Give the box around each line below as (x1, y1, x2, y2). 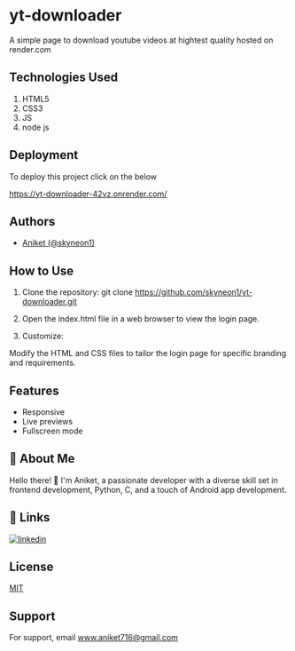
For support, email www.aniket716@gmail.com (9, 632, 179, 643)
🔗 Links (9, 510, 50, 525)
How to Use (9, 263, 74, 278)
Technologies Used (9, 70, 118, 85)
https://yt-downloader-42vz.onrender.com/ (9, 188, 167, 199)
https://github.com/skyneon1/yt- (134, 287, 252, 298)
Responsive (21, 407, 65, 417)
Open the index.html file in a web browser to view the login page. (21, 314, 260, 324)
